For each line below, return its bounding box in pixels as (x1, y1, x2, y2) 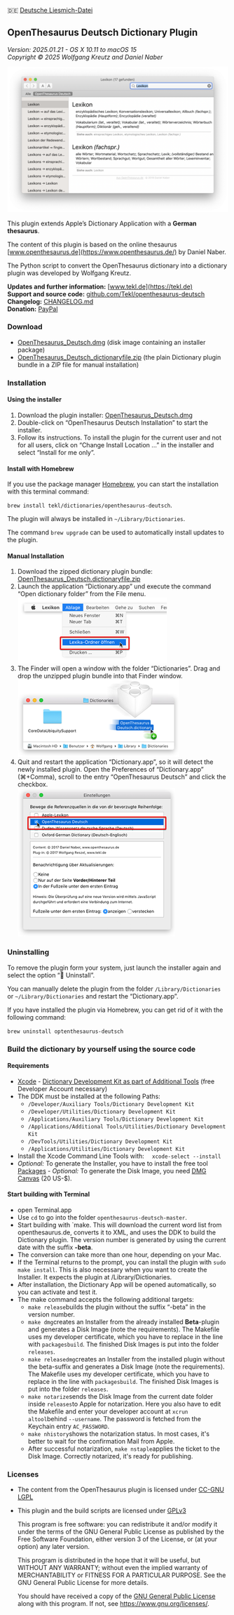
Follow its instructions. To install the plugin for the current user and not (17, 433, 222, 442)
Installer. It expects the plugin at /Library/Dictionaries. (17, 1273, 172, 1281)
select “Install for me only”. (17, 448, 95, 456)
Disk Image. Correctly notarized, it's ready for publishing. (27, 1452, 193, 1461)
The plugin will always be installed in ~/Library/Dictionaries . (7, 515, 186, 523)
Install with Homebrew (7, 464, 74, 473)
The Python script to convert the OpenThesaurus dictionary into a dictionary (7, 261, 228, 270)
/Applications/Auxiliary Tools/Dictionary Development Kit (27, 1116, 205, 1123)
